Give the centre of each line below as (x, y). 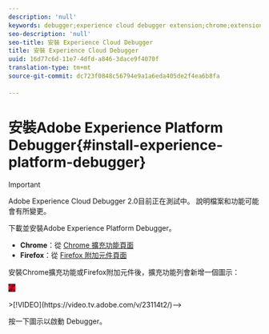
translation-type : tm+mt (50, 68)
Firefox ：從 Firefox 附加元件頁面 (73, 255)
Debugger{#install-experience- (116, 145)
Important (24, 184)
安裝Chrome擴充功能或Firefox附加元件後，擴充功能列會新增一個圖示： (124, 272)
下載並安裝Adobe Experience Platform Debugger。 (92, 227)
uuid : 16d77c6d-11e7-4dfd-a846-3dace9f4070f (84, 59)
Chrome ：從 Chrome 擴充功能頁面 (77, 245)
